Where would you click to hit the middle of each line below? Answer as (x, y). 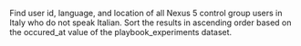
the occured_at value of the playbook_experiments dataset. (121, 32)
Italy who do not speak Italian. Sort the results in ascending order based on (150, 23)
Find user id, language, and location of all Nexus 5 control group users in (146, 13)
